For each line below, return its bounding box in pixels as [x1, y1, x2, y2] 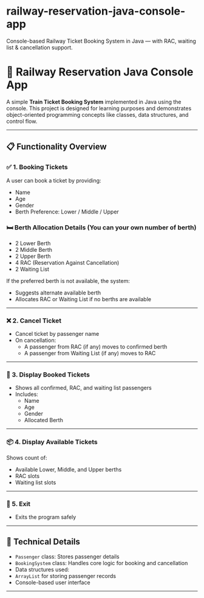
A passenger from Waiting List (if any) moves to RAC [24, 350, 156, 357]
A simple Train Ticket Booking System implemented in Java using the [6, 98, 182, 105]
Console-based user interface [15, 579, 90, 586]
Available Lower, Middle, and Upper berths [15, 465, 122, 473]
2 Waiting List [15, 265, 50, 273]
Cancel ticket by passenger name [15, 330, 100, 338]
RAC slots [15, 472, 40, 479]
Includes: [15, 391, 38, 398]
